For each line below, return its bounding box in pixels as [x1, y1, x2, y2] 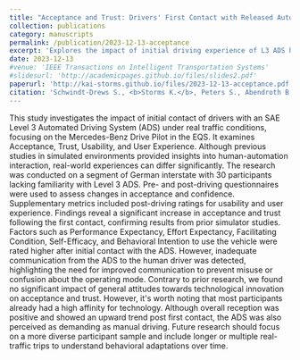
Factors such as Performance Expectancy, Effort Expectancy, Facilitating [9, 226, 277, 237]
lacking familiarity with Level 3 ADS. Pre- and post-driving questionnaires [9, 179, 279, 189]
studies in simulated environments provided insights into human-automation [9, 150, 288, 161]
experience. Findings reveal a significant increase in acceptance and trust [9, 207, 281, 218]
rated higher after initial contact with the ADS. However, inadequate [9, 245, 257, 255]
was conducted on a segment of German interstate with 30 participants [9, 169, 272, 180]
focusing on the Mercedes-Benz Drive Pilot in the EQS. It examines [9, 131, 255, 142]
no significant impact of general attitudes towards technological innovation [9, 283, 285, 294]
